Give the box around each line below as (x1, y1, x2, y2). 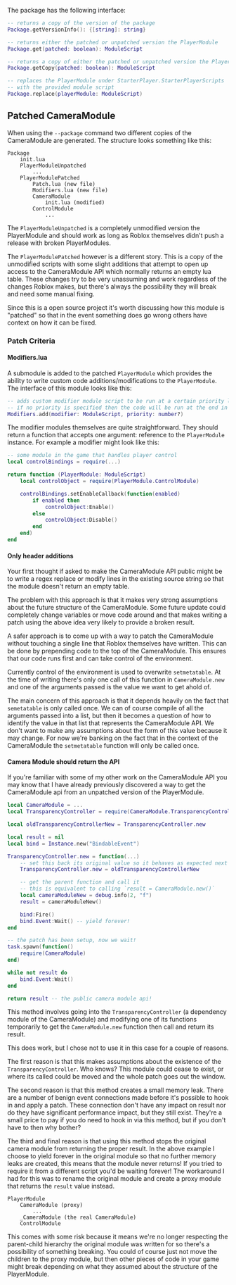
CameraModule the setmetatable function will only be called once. (7, 741, 199, 750)
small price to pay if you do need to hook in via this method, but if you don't (7, 1116, 226, 1124)
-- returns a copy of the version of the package (7, 20, 156, 27)
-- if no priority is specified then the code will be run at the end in (7, 404, 228, 411)
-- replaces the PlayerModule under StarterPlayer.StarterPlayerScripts (7, 77, 225, 84)
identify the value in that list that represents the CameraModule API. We (7, 719, 214, 727)
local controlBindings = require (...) (7, 458, 121, 465)
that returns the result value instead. (7, 1182, 114, 1191)
